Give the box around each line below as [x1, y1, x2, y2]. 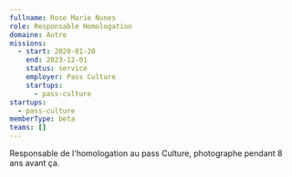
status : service [26, 64, 89, 74]
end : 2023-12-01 [26, 55, 89, 64]
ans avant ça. [9, 158, 60, 168]
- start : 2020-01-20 [17, 47, 96, 56]
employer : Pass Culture [26, 73, 117, 82]
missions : [9, 38, 47, 48]
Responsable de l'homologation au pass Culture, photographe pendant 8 [9, 148, 283, 159]
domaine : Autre [9, 30, 68, 39]
